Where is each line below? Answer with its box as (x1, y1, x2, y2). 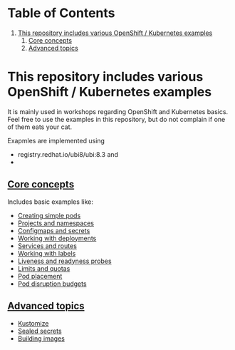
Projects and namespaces (17, 219, 95, 227)
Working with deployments (17, 234, 97, 242)
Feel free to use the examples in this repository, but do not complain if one (7, 115, 226, 123)
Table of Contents (7, 5, 115, 21)
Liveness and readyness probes (17, 257, 112, 265)
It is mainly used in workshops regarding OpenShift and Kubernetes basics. (7, 107, 229, 115)
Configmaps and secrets (17, 226, 90, 235)
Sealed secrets (17, 326, 62, 335)
